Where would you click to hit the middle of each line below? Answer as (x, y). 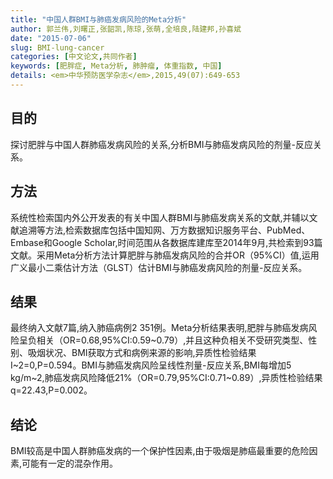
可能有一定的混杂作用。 (70, 463)
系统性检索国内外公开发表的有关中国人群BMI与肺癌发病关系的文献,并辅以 (160, 217)
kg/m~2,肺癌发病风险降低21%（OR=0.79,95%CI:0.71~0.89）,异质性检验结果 (166, 378)
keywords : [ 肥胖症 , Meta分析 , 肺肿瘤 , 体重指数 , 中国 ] (116, 66)
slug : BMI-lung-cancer (57, 47)
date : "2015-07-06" (51, 38)
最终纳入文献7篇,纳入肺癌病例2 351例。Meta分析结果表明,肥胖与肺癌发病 (159, 328)
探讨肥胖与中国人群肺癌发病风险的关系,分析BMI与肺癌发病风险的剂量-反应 (162, 144)
